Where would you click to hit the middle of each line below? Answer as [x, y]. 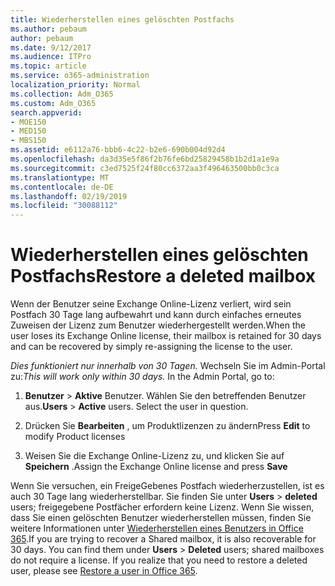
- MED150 [28, 131]
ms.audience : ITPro [51, 57]
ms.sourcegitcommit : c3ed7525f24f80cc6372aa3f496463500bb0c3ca [145, 168]
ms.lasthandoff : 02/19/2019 [69, 196]
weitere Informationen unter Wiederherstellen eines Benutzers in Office [157, 528]
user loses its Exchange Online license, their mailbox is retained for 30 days [166, 336]
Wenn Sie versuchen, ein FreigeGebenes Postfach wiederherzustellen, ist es [167, 486]
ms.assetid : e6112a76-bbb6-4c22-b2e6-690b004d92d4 [118, 150]
